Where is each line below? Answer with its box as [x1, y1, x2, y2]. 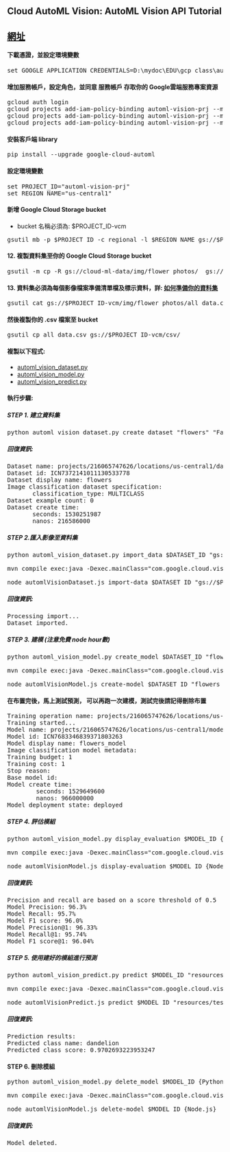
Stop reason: [7, 767, 51, 775]
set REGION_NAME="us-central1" [7, 189, 112, 197]
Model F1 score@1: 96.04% [7, 937, 94, 945]
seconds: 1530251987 [32, 511, 101, 518]
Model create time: [7, 781, 73, 789]
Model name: [7, 726, 47, 734]
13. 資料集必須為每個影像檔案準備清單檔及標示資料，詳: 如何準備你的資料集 [7, 284, 218, 292]
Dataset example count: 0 [7, 497, 94, 504]
